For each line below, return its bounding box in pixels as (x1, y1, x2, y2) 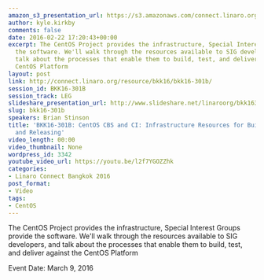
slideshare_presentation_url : (8, 99, 108, 107)
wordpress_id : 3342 (8, 150, 72, 158)
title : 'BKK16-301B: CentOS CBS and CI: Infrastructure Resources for (8, 121, 244, 129)
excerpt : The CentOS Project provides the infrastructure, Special (8, 41, 234, 49)
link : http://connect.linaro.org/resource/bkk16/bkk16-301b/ (8, 77, 213, 85)
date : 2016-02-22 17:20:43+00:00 (8, 33, 118, 42)
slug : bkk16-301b (8, 107, 65, 115)
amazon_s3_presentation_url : (8, 11, 104, 20)
